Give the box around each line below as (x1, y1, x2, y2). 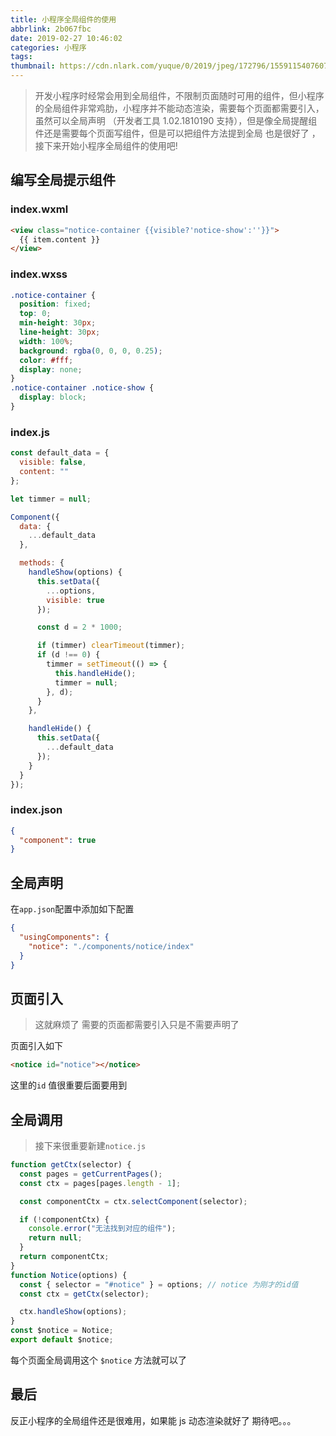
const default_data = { (10, 448, 110, 458)
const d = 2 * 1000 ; (36, 622, 123, 633)
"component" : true (19, 835, 97, 845)
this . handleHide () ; (54, 668, 137, 678)
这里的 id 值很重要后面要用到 (10, 1079, 128, 1091)
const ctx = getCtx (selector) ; (19, 1289, 150, 1299)
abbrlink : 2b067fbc (10, 24, 92, 34)
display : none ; (19, 364, 83, 375)
